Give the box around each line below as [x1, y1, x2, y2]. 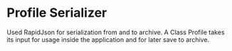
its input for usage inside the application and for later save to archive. [6, 35, 210, 43]
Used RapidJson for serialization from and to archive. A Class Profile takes [6, 28, 225, 36]
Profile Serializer [6, 5, 107, 21]
